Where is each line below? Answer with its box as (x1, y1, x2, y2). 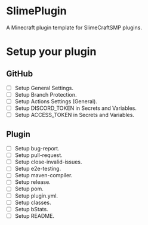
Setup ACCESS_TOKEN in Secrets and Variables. (14, 112, 134, 119)
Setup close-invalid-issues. (14, 158, 82, 165)
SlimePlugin (6, 4, 67, 18)
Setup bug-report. (14, 145, 60, 152)
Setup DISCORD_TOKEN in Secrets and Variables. (14, 104, 137, 112)
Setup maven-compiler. (14, 172, 73, 179)
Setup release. (14, 178, 51, 186)
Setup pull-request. (14, 152, 63, 159)
